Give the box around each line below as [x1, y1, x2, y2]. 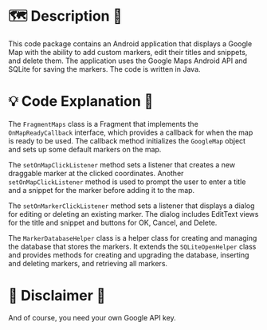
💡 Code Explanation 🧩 [8, 92, 154, 111]
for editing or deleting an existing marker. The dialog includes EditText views [8, 209, 259, 218]
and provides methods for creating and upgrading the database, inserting [8, 249, 249, 260]
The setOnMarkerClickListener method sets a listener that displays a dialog [8, 201, 255, 210]
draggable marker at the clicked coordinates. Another [8, 168, 184, 178]
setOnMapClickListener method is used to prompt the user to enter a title [8, 177, 246, 187]
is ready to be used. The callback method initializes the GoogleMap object [8, 136, 245, 145]
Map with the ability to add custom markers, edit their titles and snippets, [8, 47, 248, 57]
